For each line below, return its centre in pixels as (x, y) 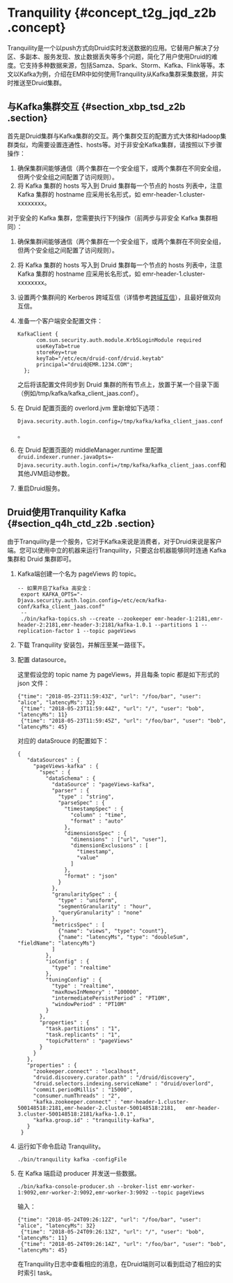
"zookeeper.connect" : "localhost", (86, 1071)
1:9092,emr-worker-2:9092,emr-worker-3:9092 (83, 1192)
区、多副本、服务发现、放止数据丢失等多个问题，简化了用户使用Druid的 (110, 57)
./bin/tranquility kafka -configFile (72, 1160)
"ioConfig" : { (67, 961)
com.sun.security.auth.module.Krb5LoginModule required (119, 340)
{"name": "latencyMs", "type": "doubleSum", (123, 937)
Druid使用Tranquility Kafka (67, 512)
